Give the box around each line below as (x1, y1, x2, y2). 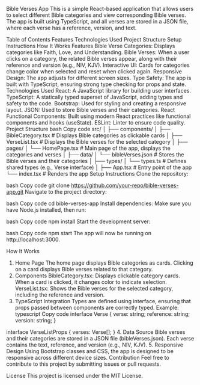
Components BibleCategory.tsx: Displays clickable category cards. (14, 272, 180, 279)
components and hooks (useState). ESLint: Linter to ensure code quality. (6, 119, 186, 126)
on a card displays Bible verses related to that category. (14, 266, 153, 273)
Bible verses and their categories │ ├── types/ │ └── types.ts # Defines (6, 158, 187, 164)
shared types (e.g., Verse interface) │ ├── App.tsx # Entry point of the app (6, 164, 192, 171)
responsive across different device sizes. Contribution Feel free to (6, 354, 169, 361)
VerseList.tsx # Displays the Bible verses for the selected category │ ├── (6, 138, 188, 145)
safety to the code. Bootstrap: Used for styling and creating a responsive (6, 100, 187, 107)
